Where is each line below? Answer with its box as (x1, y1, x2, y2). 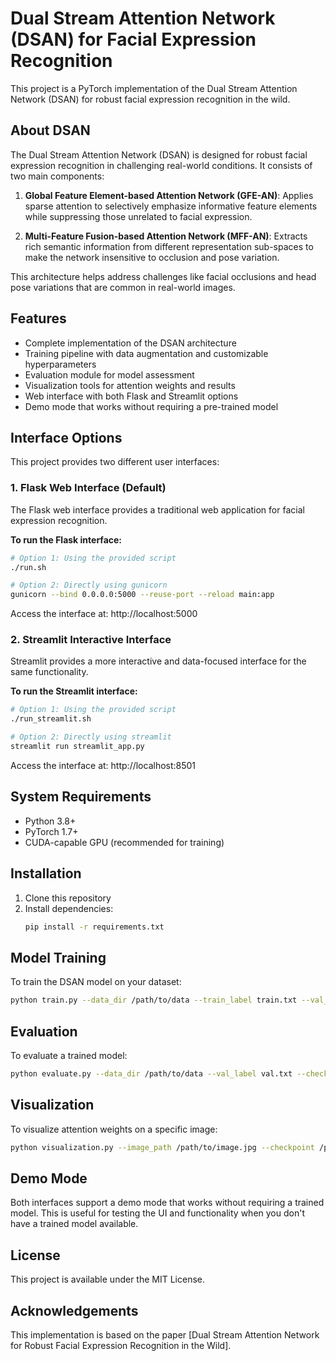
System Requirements (10, 788, 152, 806)
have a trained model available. (10, 1218, 139, 1230)
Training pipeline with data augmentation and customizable (24, 347, 269, 359)
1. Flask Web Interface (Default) (10, 481, 167, 495)
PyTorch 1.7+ (24, 825, 79, 837)
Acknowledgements (10, 1302, 139, 1319)
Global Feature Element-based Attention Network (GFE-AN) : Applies (24, 189, 314, 201)
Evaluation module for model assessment (24, 368, 195, 381)
